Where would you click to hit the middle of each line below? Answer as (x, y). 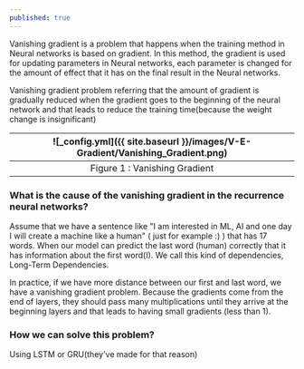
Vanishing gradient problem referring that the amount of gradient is (134, 90)
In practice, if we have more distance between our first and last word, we (146, 282)
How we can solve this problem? (82, 335)
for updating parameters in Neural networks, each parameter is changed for (151, 63)
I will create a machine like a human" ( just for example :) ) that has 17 (138, 236)
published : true (40, 18)
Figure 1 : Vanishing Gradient (152, 168)
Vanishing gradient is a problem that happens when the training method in (147, 44)
